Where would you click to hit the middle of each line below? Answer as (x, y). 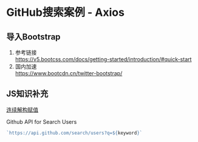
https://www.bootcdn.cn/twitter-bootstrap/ (69, 73)
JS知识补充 (27, 94)
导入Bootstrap (33, 37)
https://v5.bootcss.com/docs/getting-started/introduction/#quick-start (103, 59)
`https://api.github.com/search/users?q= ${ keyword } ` (74, 133)
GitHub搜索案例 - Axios (65, 12)
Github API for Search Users (42, 121)
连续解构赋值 (22, 109)
